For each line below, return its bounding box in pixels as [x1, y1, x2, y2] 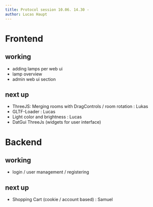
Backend [5, 137, 42, 148]
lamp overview [12, 71, 42, 77]
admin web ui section [12, 76, 56, 82]
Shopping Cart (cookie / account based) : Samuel [12, 197, 113, 203]
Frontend [5, 33, 43, 44]
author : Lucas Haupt [5, 12, 48, 17]
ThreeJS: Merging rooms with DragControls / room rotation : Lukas [12, 103, 149, 109]
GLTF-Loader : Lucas [12, 109, 56, 115]
